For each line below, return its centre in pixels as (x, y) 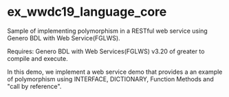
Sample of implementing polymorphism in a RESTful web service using (107, 31)
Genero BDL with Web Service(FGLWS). (64, 38)
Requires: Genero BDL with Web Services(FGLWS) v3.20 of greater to (106, 51)
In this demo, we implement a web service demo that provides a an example (115, 72)
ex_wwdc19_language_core (87, 12)
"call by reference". (34, 86)
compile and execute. (38, 58)
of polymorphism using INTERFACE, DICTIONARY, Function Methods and (111, 79)
